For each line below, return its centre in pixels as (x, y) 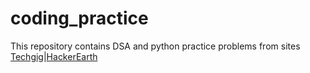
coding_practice (79, 18)
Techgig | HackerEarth (54, 56)
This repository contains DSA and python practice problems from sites (155, 46)
